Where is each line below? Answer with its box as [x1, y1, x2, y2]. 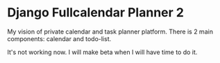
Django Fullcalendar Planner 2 [7, 5, 184, 21]
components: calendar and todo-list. [7, 34, 112, 42]
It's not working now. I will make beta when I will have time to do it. [7, 48, 198, 56]
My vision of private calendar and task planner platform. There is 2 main [7, 27, 214, 36]
